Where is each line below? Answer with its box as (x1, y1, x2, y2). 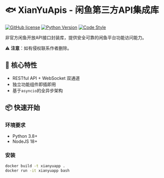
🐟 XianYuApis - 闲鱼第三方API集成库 (5, 4, 160, 16)
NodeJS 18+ (12, 138, 38, 144)
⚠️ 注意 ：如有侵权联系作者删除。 (5, 45, 72, 51)
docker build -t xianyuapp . (5, 163, 65, 169)
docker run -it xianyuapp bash (5, 168, 70, 173)
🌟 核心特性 (5, 61, 37, 69)
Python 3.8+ (12, 133, 38, 139)
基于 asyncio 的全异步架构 (12, 87, 63, 93)
